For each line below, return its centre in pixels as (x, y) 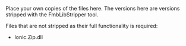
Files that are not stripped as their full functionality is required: (82, 26)
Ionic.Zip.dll (28, 37)
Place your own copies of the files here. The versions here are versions (93, 8)
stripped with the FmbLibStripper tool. (52, 15)
